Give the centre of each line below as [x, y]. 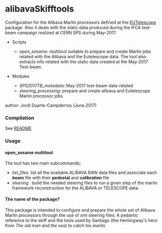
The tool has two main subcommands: [43, 163]
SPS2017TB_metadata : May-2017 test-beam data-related [76, 85]
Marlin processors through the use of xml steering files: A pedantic [72, 215]
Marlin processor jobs [41, 96]
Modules [21, 76]
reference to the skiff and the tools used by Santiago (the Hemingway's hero [81, 220]
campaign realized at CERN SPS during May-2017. [67, 32]
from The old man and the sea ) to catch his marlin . [56, 225]
